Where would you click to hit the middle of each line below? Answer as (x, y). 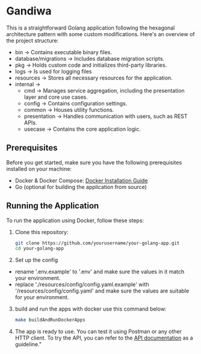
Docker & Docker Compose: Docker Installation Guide (81, 180)
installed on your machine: (39, 169)
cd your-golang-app (39, 249)
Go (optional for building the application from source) (81, 187)
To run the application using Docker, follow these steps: (75, 220)
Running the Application (53, 206)
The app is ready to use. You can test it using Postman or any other (98, 332)
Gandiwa (29, 11)
